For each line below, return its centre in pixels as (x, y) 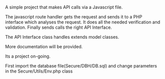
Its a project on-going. (28, 56)
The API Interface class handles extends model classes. (62, 37)
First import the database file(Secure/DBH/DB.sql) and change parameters (81, 66)
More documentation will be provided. (44, 46)
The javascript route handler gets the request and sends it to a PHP (74, 17)
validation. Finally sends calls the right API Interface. (59, 27)
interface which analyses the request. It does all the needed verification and (83, 22)
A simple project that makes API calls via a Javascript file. (64, 7)
